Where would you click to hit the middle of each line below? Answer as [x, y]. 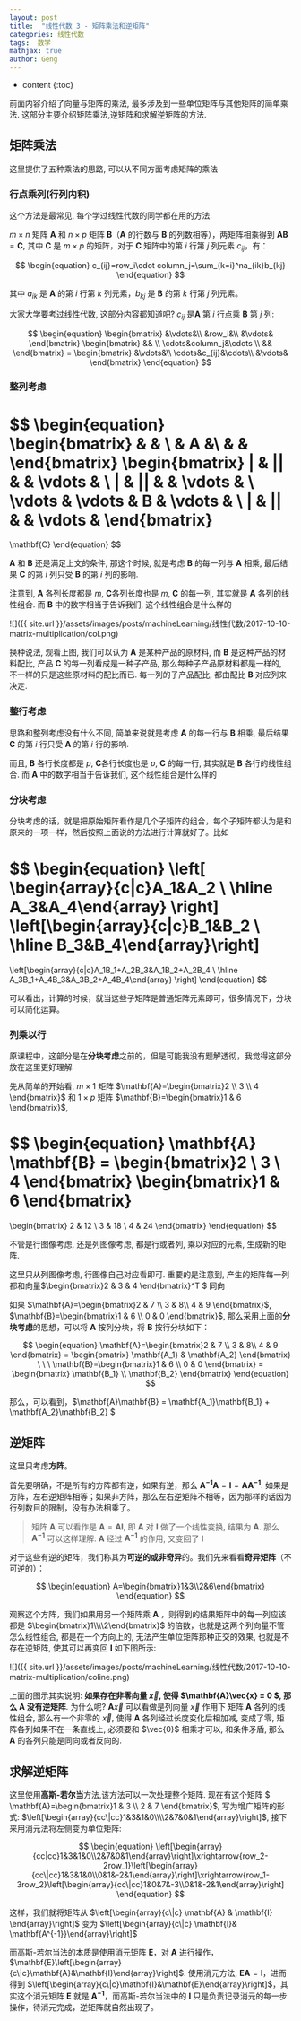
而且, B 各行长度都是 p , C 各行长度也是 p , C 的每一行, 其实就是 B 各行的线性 [146, 762]
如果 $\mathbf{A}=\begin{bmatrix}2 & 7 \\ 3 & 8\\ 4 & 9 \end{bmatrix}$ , [140, 1305]
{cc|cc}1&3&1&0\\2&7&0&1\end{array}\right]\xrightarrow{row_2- [150, 1856]
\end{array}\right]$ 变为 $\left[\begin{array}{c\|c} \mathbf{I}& [123, 1924]
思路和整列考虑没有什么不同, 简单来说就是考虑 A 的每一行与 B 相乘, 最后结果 [149, 733]
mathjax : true [36, 51]
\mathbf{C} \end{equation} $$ [65, 544]
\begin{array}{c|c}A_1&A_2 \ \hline [141, 888]
